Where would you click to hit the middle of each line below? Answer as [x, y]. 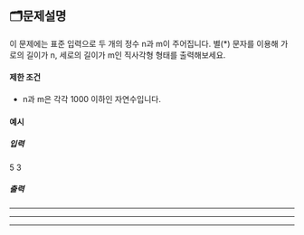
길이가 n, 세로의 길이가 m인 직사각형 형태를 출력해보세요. [126, 55]
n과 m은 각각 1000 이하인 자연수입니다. [91, 99]
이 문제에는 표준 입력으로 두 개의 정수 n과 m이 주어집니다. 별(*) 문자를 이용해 [144, 43]
